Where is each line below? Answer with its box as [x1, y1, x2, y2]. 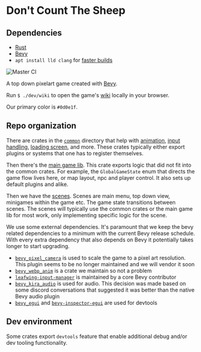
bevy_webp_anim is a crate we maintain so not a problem [14, 267, 152, 274]
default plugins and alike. [6, 181, 69, 188]
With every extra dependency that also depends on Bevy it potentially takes [6, 236, 194, 243]
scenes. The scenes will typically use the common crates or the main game [6, 205, 193, 212]
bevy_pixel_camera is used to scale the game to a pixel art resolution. [14, 254, 186, 261]
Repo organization [6, 121, 76, 131]
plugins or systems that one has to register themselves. [6, 149, 144, 157]
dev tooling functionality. [6, 339, 68, 346]
